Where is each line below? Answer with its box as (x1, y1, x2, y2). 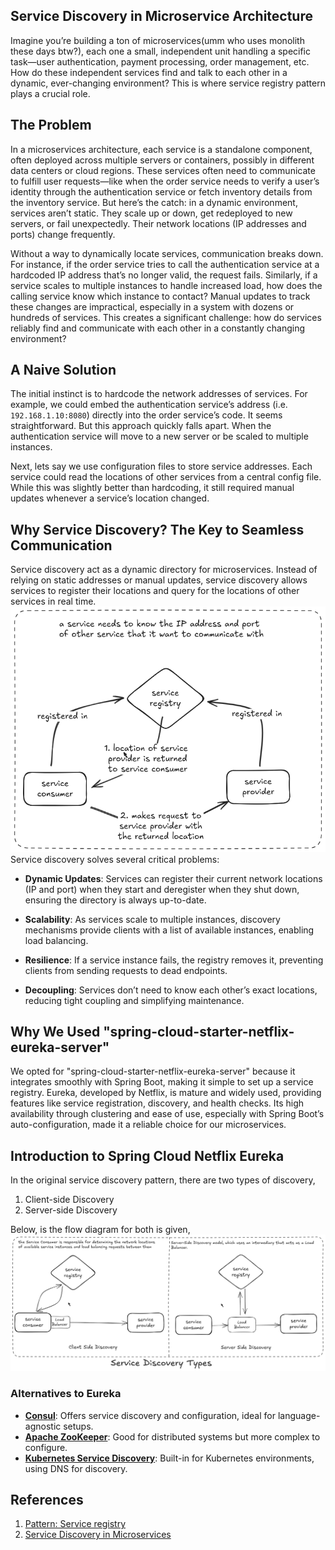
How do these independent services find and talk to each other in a (10, 66, 288, 78)
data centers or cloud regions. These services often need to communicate (10, 164, 316, 176)
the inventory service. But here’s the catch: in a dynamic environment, (10, 196, 298, 208)
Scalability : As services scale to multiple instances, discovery (24, 913, 281, 925)
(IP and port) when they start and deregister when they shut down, (24, 883, 300, 895)
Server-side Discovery (24, 1204, 118, 1216)
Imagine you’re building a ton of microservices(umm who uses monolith (10, 34, 305, 46)
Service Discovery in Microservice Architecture (10, 8, 313, 25)
